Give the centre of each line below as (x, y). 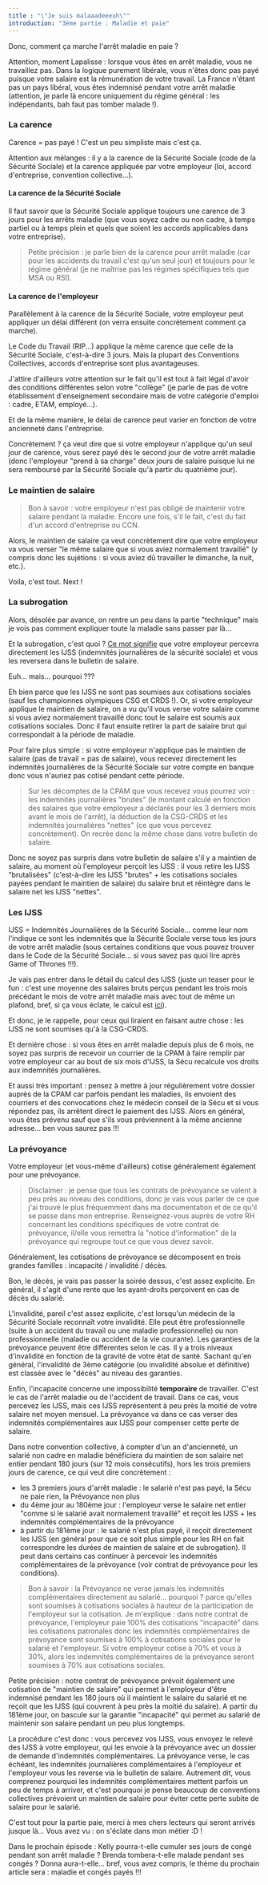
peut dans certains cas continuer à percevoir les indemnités (118, 1556)
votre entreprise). (37, 236)
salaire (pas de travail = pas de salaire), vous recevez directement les (123, 758)
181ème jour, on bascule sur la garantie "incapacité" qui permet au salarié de (134, 1715)
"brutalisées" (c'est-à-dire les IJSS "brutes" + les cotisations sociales (123, 874)
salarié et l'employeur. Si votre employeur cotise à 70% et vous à (134, 1649)
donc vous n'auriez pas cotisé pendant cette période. (96, 775)
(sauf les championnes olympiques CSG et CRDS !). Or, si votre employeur (131, 700)
